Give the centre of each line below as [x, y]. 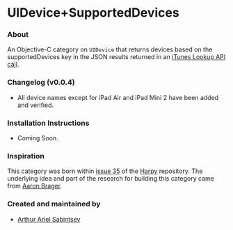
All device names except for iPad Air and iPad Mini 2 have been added [118, 97]
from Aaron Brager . [35, 186]
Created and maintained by [54, 204]
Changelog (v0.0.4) [41, 83]
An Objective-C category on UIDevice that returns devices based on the [110, 49]
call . [13, 65]
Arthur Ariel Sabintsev [49, 219]
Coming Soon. [38, 138]
